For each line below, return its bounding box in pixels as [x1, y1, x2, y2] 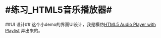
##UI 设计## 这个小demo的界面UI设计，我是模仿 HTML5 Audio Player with [5, 21, 156, 27]
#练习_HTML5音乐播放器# [5, 4, 112, 16]
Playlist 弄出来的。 [5, 27, 43, 33]
